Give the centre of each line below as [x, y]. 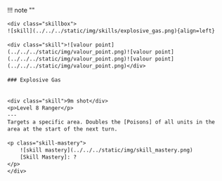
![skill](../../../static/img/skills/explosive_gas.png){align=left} [111, 31]
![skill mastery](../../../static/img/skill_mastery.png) [106, 150]
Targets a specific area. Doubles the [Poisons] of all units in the [111, 122]
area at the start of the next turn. [63, 129]
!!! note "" [21, 10]
